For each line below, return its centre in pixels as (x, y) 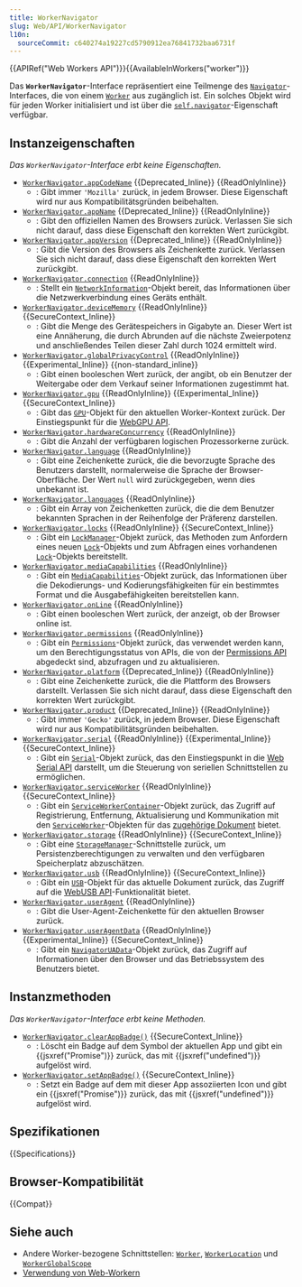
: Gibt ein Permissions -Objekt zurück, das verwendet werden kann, (160, 643)
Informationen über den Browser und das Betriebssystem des (150, 959)
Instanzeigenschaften (72, 143)
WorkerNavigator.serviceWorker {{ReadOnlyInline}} (117, 787)
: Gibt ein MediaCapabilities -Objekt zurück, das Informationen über (161, 576)
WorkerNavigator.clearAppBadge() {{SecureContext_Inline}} (133, 1036)
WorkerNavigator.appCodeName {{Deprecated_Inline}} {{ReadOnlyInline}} (154, 182)
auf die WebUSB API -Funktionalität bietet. (113, 892)
